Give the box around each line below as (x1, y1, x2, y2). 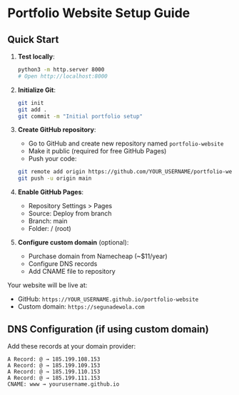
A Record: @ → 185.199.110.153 (7, 368, 101, 375)
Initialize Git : (17, 86, 56, 94)
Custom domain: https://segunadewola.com (17, 302, 145, 311)
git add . (17, 106, 48, 113)
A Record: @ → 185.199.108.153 (7, 355, 101, 363)
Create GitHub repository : (17, 125, 96, 134)
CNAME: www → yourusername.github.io (7, 380, 120, 388)
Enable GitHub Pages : (17, 188, 84, 197)
